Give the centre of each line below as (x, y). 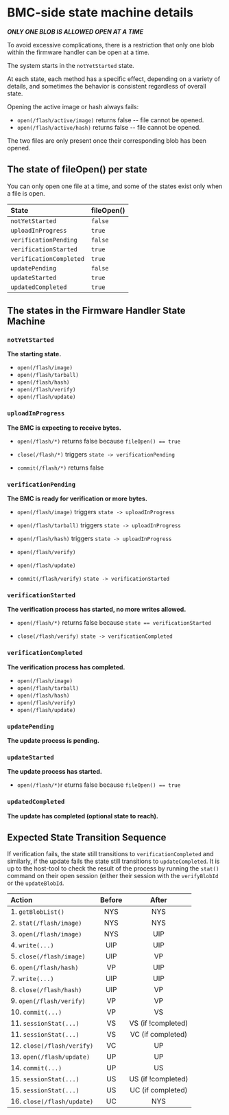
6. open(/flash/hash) (45, 967)
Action (22, 900)
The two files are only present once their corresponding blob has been (107, 140)
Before (111, 900)
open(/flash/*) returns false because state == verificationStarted (114, 623)
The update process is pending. (53, 740)
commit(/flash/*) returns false (60, 468)
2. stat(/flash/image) (46, 923)
